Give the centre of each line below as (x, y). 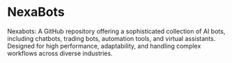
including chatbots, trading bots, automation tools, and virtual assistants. (111, 38)
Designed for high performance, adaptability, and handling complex (104, 46)
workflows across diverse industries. (60, 53)
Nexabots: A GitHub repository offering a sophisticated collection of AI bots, (116, 31)
